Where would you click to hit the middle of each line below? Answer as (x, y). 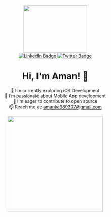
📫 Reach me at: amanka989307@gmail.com (55, 107)
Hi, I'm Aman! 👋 (55, 76)
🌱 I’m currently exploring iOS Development (55, 90)
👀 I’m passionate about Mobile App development (55, 96)
